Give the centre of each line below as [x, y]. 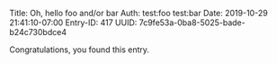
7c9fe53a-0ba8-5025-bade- [192, 23]
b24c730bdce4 [38, 32]
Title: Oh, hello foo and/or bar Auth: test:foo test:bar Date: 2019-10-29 [138, 13]
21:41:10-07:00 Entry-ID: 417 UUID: [73, 23]
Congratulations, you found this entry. [80, 50]
